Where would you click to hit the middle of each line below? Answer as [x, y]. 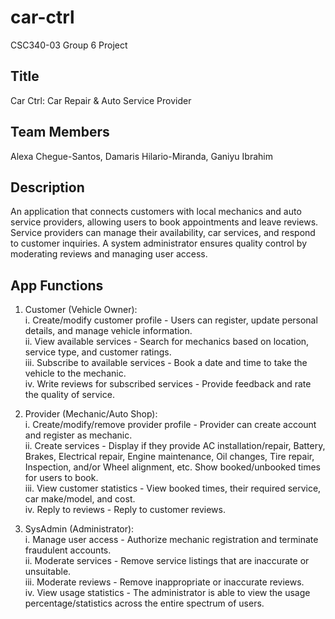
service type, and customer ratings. [98, 352]
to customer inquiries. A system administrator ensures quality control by [159, 243]
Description [47, 187]
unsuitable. [48, 572]
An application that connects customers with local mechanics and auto [156, 212]
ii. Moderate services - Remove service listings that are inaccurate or [167, 561]
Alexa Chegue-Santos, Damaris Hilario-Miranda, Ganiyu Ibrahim [141, 156]
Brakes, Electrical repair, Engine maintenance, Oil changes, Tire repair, [169, 457]
